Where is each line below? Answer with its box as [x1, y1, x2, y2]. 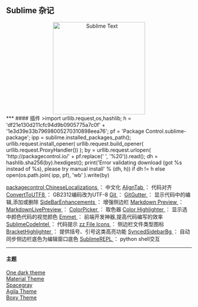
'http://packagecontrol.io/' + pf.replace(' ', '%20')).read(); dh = [6, 152, 158, 159]
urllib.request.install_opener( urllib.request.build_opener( [6, 140, 144, 147]
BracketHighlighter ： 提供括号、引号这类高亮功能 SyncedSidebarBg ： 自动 [6, 228, 190, 235]
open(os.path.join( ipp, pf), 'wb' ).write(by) [6, 171, 110, 178]
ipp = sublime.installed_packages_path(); [31, 133, 131, 141]
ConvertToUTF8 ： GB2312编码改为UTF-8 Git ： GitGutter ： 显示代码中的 [6, 191, 186, 198]
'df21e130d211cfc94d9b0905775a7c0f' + [6, 121, 106, 128]
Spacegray [6, 282, 33, 289]
